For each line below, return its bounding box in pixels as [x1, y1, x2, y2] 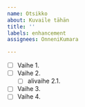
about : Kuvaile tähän [7, 17, 70, 24]
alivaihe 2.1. [27, 77, 61, 85]
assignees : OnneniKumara [7, 36, 79, 43]
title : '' [7, 23, 36, 30]
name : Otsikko [7, 10, 48, 17]
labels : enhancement [7, 29, 67, 37]
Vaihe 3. [17, 85, 41, 93]
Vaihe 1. [17, 61, 40, 69]
